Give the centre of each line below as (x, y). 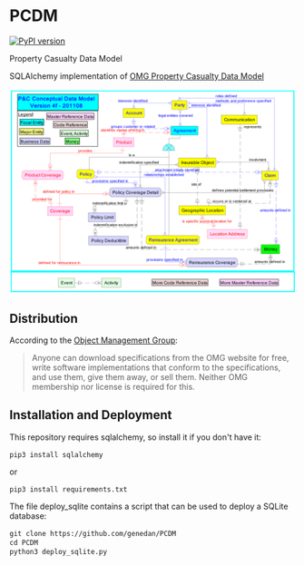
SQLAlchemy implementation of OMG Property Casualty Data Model (137, 76)
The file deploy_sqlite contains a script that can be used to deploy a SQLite (149, 506)
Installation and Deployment (91, 415)
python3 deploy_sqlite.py (58, 551)
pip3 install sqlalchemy (56, 454)
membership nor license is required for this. (113, 387)
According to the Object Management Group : (94, 340)
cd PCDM (24, 542)
